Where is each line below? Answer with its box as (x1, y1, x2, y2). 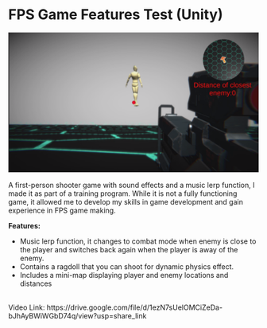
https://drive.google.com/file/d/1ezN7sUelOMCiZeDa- (46, 303, 223, 312)
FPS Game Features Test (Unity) (8, 6, 224, 24)
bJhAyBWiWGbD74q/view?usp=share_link (8, 311, 147, 321)
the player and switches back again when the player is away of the (19, 245, 238, 255)
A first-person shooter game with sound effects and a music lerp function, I (8, 181, 255, 190)
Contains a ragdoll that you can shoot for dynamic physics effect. (19, 262, 234, 271)
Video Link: (8, 303, 45, 312)
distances (19, 279, 52, 288)
